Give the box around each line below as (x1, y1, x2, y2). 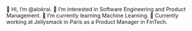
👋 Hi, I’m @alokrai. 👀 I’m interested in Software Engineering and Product (6, 6, 187, 13)
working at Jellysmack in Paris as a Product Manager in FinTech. (6, 18, 168, 25)
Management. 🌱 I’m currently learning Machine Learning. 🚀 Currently (6, 12, 179, 19)
